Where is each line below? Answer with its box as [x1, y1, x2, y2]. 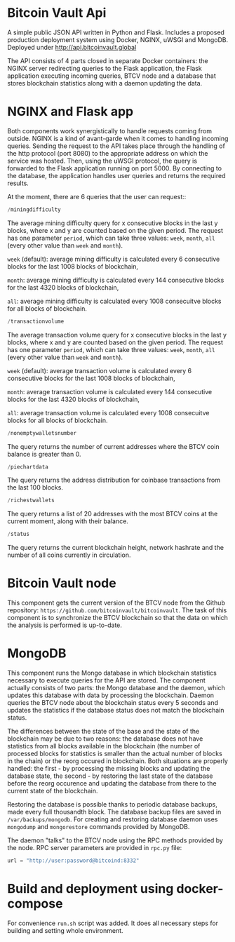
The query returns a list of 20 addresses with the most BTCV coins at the [7, 510, 218, 518]
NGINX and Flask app [7, 104, 134, 120]
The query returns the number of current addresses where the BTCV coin [7, 442, 220, 450]
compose [7, 896, 63, 912]
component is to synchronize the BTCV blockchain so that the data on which [7, 614, 228, 622]
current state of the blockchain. [7, 787, 98, 795]
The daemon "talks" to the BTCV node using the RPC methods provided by [7, 836, 223, 845]
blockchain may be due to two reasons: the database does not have [7, 734, 203, 743]
